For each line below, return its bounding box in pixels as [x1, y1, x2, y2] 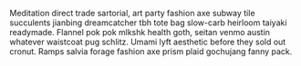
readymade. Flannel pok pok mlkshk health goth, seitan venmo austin [9, 27, 271, 37]
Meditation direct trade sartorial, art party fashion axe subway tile [9, 8, 255, 18]
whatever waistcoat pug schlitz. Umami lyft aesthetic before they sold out [9, 36, 286, 47]
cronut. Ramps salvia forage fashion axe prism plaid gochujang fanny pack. [9, 46, 293, 57]
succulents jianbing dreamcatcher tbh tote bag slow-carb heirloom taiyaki [9, 17, 287, 28]
